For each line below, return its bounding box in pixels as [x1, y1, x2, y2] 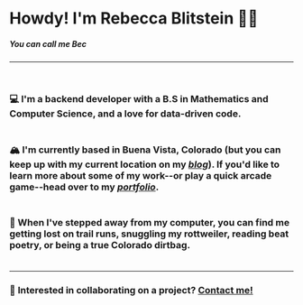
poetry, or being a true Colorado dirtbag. [9, 238, 191, 251]
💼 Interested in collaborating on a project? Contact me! [9, 284, 254, 297]
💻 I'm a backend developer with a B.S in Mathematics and [9, 93, 269, 106]
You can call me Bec [9, 38, 87, 49]
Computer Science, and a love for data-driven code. [9, 107, 242, 120]
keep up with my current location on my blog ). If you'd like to [9, 158, 280, 171]
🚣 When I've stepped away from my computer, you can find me [9, 216, 290, 228]
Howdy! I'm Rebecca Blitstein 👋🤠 [9, 8, 259, 29]
